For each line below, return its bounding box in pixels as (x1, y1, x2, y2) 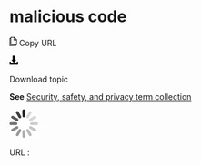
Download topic (9, 73, 69, 84)
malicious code (9, 6, 127, 27)
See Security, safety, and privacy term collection (9, 91, 192, 102)
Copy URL (18, 37, 57, 48)
